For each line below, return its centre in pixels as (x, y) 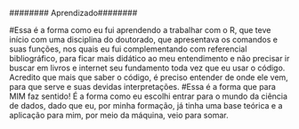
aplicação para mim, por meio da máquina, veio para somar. (119, 115)
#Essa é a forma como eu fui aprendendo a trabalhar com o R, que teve (140, 30)
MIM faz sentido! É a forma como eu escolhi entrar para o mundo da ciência (148, 96)
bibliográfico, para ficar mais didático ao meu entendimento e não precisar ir (149, 58)
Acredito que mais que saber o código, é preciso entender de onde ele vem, (149, 77)
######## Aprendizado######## (73, 13)
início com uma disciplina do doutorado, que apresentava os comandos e (144, 40)
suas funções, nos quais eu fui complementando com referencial (128, 49)
